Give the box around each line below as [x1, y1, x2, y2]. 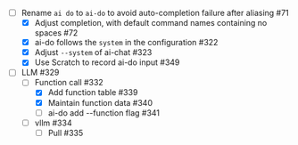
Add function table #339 [47, 87, 138, 98]
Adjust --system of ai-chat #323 [34, 47, 153, 58]
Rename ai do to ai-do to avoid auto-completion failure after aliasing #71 [21, 8, 289, 18]
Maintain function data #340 [47, 97, 153, 108]
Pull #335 [47, 127, 84, 138]
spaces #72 [34, 28, 79, 38]
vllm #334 [34, 117, 72, 128]
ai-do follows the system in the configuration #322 [34, 37, 219, 48]
